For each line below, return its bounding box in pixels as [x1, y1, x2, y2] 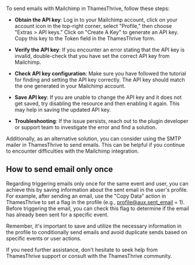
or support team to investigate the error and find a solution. [14, 124, 157, 130]
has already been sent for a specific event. [6, 211, 109, 218]
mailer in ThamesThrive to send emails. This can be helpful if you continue [6, 142, 185, 148]
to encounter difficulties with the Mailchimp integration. [6, 147, 139, 154]
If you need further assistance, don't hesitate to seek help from [6, 246, 158, 253]
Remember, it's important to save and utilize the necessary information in [6, 222, 182, 229]
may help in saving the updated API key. [14, 106, 111, 113]
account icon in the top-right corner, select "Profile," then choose [14, 23, 172, 29]
